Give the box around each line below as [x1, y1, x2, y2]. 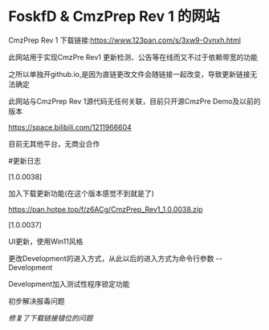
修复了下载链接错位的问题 [8, 313, 93, 323]
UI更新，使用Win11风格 [8, 236, 84, 246]
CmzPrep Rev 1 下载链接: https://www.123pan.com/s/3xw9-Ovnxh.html [8, 35, 241, 45]
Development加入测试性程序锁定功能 [8, 279, 130, 288]
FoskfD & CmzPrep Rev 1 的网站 [8, 7, 220, 26]
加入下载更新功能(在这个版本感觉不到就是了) [8, 188, 155, 198]
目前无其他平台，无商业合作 [8, 139, 100, 148]
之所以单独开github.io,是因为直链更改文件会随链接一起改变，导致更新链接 [8, 69, 251, 78]
